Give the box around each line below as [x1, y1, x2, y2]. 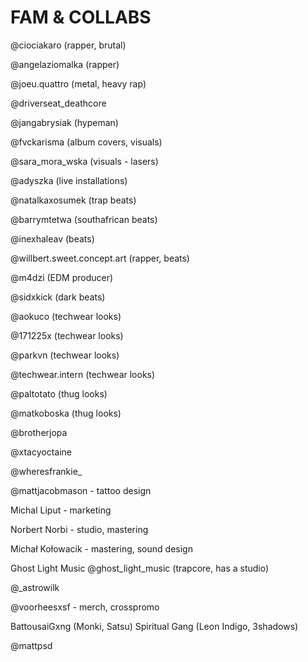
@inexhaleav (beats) [10, 232, 95, 245]
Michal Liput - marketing [10, 504, 112, 516]
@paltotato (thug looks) [10, 387, 108, 400]
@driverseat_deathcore [10, 97, 107, 109]
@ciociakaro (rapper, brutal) [10, 39, 127, 51]
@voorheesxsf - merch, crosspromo [10, 601, 160, 613]
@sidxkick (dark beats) [10, 291, 106, 303]
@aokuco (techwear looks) [10, 310, 122, 322]
